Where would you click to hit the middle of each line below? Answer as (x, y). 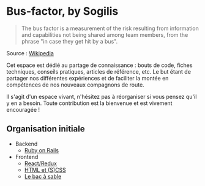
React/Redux (40, 163)
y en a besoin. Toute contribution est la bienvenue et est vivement (89, 103)
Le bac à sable (43, 176)
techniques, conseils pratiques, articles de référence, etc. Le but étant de (99, 71)
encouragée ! (23, 109)
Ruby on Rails (42, 150)
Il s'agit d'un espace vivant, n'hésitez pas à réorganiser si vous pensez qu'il (102, 96)
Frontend (27, 157)
